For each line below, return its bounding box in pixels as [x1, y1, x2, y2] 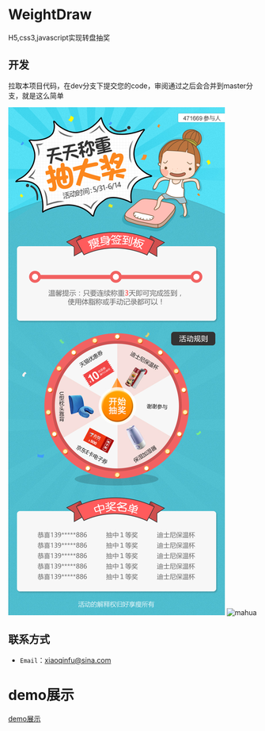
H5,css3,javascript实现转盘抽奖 [8, 33, 111, 42]
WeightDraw [8, 6, 93, 24]
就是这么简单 [21, 90, 64, 100]
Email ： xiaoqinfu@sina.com [19, 655, 112, 664]
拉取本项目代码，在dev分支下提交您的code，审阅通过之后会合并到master [8, 81, 247, 90]
